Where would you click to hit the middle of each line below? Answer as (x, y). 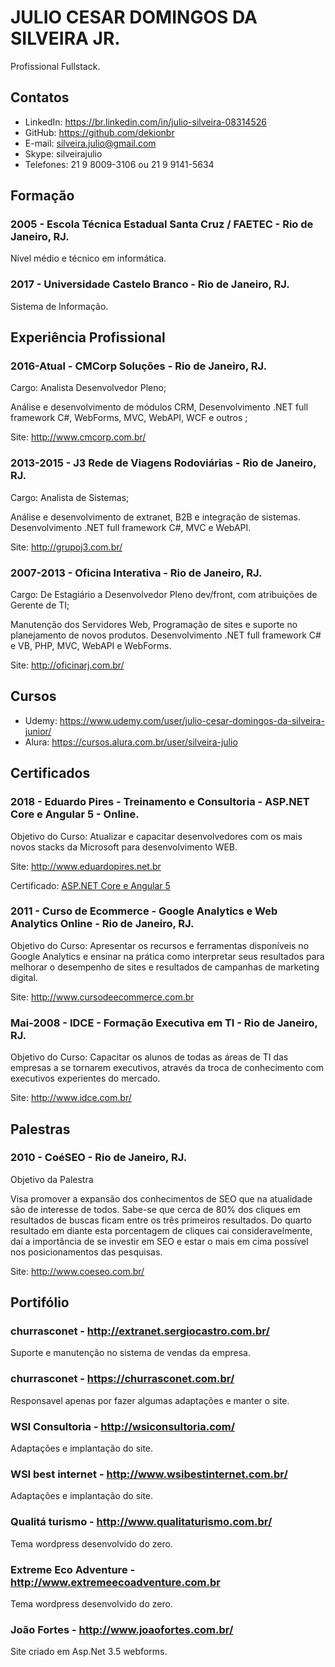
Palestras (40, 1129)
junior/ (38, 731)
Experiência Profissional (88, 337)
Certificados (50, 773)
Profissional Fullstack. (55, 66)
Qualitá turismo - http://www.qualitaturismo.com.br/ (141, 1522)
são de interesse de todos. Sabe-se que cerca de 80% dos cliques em (155, 1209)
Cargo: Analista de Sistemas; (70, 497)
